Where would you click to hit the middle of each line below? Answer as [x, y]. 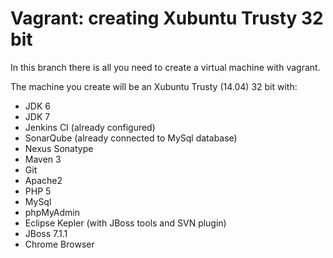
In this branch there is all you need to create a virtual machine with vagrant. [165, 67]
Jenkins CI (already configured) [90, 127]
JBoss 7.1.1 [46, 233]
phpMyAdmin [52, 212]
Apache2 [43, 180]
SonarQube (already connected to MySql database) [131, 138]
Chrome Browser [59, 244]
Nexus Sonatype [59, 148]
